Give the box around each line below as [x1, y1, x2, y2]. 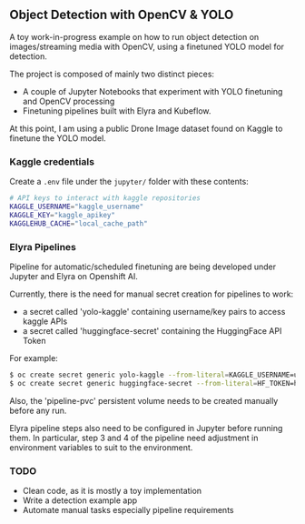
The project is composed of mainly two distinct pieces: [9, 68, 215, 79]
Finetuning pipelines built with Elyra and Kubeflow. [22, 105, 212, 116]
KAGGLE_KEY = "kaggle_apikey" [9, 210, 116, 219]
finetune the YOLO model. [9, 132, 106, 144]
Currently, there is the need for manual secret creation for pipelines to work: [9, 288, 294, 299]
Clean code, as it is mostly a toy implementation [22, 485, 202, 496]
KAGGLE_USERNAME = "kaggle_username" [9, 202, 144, 211]
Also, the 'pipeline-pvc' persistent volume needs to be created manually [9, 395, 279, 406]
